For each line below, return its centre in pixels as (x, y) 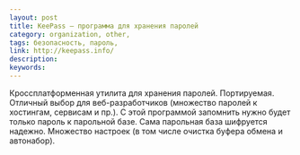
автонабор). (32, 141)
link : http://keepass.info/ (62, 51)
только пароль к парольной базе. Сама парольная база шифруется (138, 121)
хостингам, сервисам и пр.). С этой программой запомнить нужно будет (150, 112)
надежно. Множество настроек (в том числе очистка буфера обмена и (146, 131)
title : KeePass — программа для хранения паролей (104, 26)
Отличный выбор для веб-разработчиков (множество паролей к (133, 102)
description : (34, 59)
